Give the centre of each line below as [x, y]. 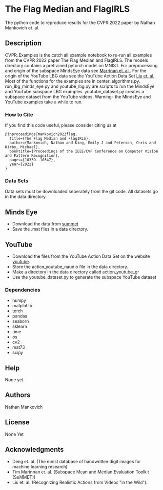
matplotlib [22, 306]
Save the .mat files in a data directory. [50, 229]
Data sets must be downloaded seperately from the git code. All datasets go [81, 192]
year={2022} [22, 164]
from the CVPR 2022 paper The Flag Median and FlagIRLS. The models [77, 60]
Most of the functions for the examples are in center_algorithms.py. [72, 81]
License [17, 422]
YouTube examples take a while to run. [44, 102]
